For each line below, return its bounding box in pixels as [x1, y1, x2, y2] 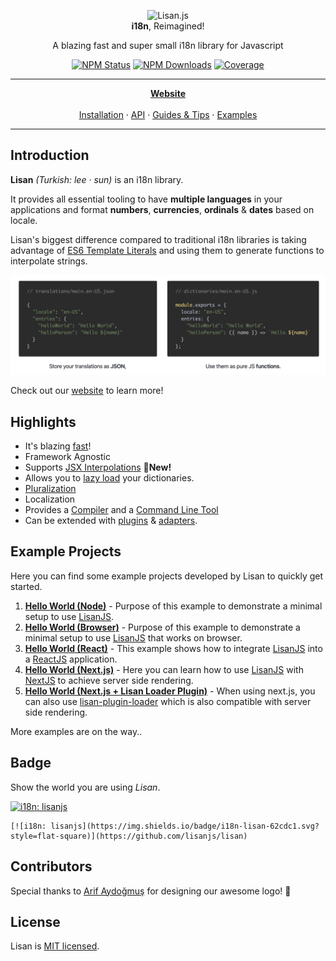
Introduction [10, 147, 90, 164]
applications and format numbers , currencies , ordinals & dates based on [10, 203, 315, 215]
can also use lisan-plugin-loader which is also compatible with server [24, 695, 312, 707]
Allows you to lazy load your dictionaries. [24, 472, 195, 484]
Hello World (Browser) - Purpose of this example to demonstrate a [24, 621, 301, 633]
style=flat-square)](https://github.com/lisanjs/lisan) [10, 831, 248, 841]
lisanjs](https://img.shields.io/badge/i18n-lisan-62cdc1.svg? [50, 821, 320, 831]
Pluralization [24, 483, 77, 495]
